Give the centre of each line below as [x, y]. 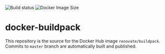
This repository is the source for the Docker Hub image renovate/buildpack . [83, 41]
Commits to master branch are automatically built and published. [71, 46]
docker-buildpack [43, 27]
